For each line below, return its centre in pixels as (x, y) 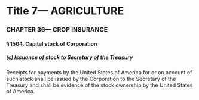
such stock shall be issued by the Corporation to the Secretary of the (91, 79)
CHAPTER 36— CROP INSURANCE (57, 30)
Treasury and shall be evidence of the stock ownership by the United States (99, 85)
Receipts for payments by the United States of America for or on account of (99, 72)
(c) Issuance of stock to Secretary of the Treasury (70, 57)
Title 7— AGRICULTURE (65, 11)
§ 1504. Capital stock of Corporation (52, 43)
